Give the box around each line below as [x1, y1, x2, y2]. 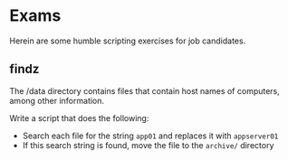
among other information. [9, 95, 105, 106]
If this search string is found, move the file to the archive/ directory [22, 139, 274, 150]
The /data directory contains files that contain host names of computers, [9, 85, 281, 96]
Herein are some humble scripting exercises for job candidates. [9, 35, 246, 46]
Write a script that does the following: [9, 112, 149, 123]
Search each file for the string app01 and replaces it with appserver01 [22, 130, 279, 141]
